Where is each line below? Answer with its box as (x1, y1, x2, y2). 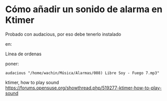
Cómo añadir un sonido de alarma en (5, 4, 163, 15)
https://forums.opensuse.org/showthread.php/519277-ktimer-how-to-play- (5, 85, 162, 91)
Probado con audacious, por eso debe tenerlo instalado (5, 31, 121, 37)
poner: (5, 60, 19, 66)
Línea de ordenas (5, 51, 42, 57)
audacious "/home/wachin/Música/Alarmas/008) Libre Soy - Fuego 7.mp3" (5, 70, 159, 76)
